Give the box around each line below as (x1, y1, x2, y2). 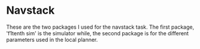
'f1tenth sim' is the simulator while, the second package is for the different (6, 29, 189, 36)
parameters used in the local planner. (6, 36, 98, 43)
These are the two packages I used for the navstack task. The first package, (6, 23, 195, 30)
